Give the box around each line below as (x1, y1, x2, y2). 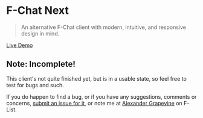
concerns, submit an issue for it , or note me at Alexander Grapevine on (6, 99, 182, 107)
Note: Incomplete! (6, 59, 76, 69)
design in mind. (21, 29, 60, 37)
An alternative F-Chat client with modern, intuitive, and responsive (21, 23, 186, 31)
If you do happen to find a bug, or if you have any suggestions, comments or (6, 93, 197, 100)
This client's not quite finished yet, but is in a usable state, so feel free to (6, 75, 187, 82)
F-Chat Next (6, 4, 69, 17)
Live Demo (6, 42, 33, 49)
